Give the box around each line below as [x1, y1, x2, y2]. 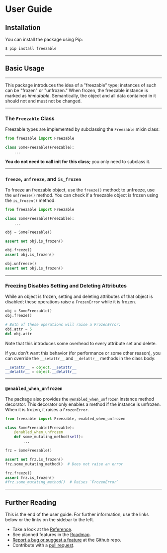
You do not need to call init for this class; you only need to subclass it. [5, 158, 151, 165]
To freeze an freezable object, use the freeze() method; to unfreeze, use [5, 187, 155, 193]
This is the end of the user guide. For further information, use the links [5, 511, 149, 518]
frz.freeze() [5, 470, 32, 475]
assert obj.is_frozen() [5, 252, 55, 257]
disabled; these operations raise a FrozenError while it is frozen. [5, 299, 136, 305]
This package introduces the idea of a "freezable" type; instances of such [5, 82, 157, 88]
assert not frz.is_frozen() [5, 457, 64, 462]
